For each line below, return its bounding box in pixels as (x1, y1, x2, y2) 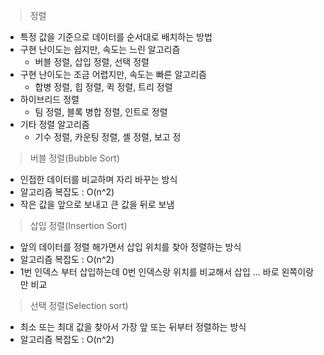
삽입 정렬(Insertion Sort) (29, 220, 128, 231)
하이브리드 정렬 (19, 94, 80, 105)
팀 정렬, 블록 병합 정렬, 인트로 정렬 (34, 106, 168, 118)
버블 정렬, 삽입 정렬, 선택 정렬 (34, 56, 150, 68)
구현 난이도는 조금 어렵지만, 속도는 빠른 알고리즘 (19, 69, 207, 80)
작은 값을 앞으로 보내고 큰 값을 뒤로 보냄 (19, 199, 175, 210)
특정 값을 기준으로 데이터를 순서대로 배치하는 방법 (19, 31, 213, 43)
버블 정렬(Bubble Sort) (29, 152, 120, 164)
